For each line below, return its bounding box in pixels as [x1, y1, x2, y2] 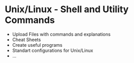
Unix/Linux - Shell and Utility [5, 4, 129, 15]
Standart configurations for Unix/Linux [12, 47, 93, 53]
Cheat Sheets [12, 37, 41, 43]
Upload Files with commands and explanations [12, 31, 111, 37]
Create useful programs [12, 42, 62, 48]
